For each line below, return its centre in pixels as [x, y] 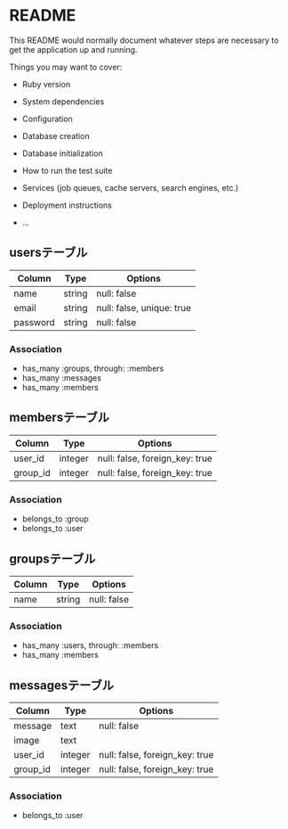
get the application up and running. [73, 49]
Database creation [56, 135]
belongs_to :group [55, 519]
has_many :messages [62, 378]
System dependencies [63, 101]
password [34, 322]
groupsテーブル [52, 558]
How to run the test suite [67, 170]
